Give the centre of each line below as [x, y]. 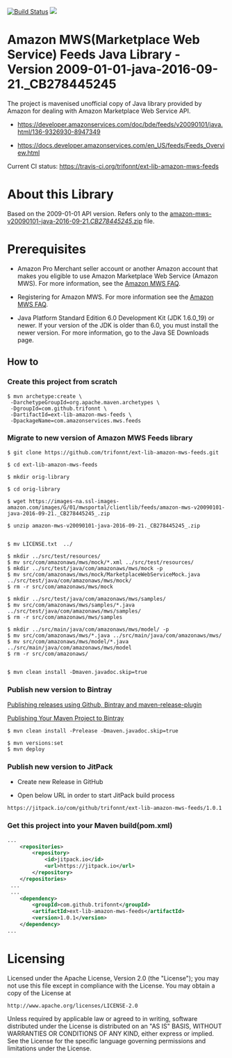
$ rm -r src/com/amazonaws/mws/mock [60, 586]
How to [23, 362]
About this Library [60, 194]
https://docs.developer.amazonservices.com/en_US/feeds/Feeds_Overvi [121, 145]
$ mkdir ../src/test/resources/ [54, 556]
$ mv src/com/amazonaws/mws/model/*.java [68, 641]
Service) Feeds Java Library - [94, 55]
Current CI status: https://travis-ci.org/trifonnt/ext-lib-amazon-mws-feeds [113, 166]
